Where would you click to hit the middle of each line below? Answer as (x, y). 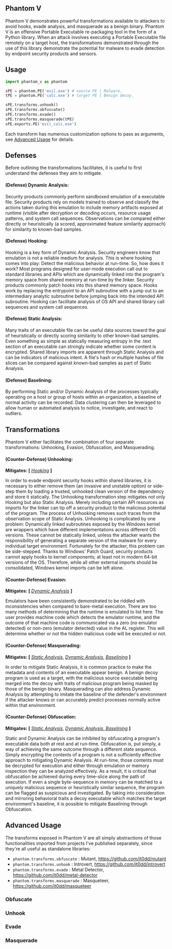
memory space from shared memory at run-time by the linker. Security (80, 280)
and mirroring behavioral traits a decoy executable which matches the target (86, 798)
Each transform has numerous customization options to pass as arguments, (85, 134)
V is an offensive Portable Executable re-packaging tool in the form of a (81, 32)
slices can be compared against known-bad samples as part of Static (79, 363)
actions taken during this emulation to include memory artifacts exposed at (84, 207)
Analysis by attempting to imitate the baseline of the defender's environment (86, 694)
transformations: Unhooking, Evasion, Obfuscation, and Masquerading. (80, 448)
